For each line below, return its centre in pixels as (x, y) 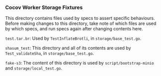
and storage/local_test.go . (34, 68)
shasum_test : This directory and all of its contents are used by (68, 48)
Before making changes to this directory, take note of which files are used (81, 23)
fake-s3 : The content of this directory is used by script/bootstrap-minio (80, 63)
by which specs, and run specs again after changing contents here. (74, 29)
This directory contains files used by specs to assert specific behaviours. (80, 18)
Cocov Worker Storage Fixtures (44, 7)
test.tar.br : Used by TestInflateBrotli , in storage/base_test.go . (73, 38)
